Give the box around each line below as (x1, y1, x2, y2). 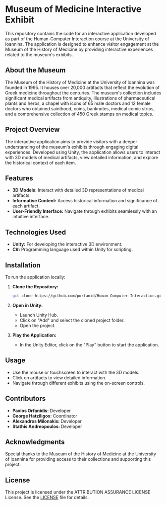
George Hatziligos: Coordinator (12, 413, 78, 419)
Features (5, 174, 33, 182)
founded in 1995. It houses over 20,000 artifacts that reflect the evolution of (5, 84, 160, 90)
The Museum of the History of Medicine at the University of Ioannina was (5, 79, 155, 85)
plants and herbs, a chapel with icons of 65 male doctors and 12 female (5, 100, 151, 106)
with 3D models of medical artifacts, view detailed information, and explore (5, 154, 159, 160)
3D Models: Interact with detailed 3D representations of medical (12, 187, 144, 193)
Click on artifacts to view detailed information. (12, 374, 107, 381)
